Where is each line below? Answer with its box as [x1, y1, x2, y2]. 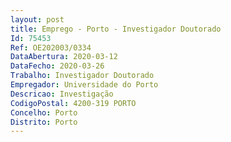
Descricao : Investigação [10, 89, 114, 99]
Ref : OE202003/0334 [10, 42, 92, 53]
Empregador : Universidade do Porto [10, 80, 159, 90]
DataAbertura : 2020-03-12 [10, 52, 118, 62]
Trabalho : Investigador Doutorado [10, 71, 155, 81]
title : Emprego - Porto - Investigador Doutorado [10, 24, 222, 34]
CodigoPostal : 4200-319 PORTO [10, 98, 137, 108]
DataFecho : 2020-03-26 [10, 61, 105, 71]
